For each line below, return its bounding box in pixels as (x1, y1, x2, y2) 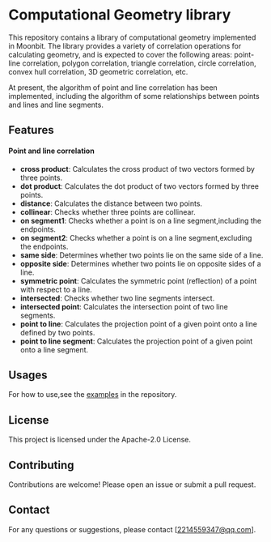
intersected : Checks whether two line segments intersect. (19, 293, 215, 303)
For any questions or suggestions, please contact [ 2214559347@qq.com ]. (8, 524, 256, 534)
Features (8, 123, 54, 137)
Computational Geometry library (8, 6, 231, 24)
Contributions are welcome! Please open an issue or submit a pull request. (8, 480, 256, 489)
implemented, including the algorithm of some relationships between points (8, 91, 260, 100)
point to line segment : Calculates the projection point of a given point (19, 336, 253, 346)
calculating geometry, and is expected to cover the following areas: (8, 49, 233, 59)
